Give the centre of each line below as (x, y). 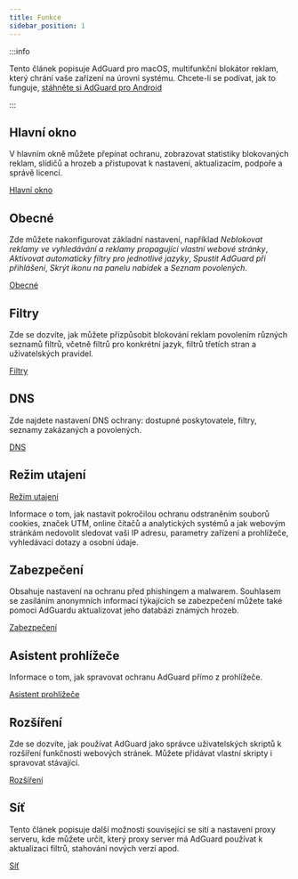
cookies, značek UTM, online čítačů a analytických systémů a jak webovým (148, 523)
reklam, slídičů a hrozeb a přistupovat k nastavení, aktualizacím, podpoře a (146, 163)
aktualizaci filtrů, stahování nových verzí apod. (94, 848)
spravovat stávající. (44, 763)
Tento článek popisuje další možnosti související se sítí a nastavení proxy (142, 829)
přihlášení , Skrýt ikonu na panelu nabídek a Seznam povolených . (128, 268)
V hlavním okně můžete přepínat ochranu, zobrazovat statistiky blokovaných (149, 154)
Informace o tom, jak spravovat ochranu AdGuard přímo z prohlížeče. (136, 677)
